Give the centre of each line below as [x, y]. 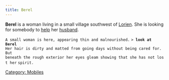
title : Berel [19, 10]
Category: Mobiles [25, 72]
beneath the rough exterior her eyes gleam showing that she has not [80, 57]
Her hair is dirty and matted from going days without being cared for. [83, 48]
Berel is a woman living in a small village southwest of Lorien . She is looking [84, 24]
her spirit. [22, 63]
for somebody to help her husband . [42, 29]
